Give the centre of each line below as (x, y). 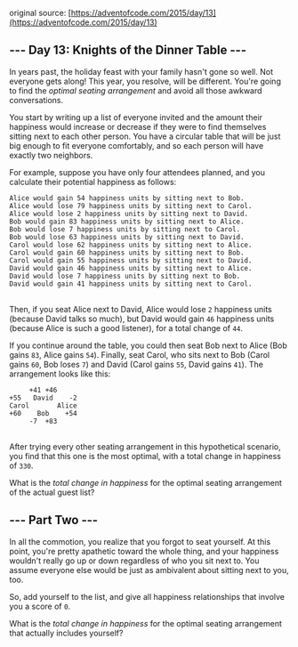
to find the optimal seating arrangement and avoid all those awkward (136, 90)
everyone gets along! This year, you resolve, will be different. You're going (145, 81)
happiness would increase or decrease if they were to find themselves (138, 126)
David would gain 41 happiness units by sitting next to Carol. (131, 284)
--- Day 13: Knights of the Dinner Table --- (128, 50)
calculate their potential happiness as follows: (93, 182)
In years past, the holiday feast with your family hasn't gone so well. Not (141, 71)
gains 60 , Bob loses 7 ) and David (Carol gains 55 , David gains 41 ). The (137, 364)
